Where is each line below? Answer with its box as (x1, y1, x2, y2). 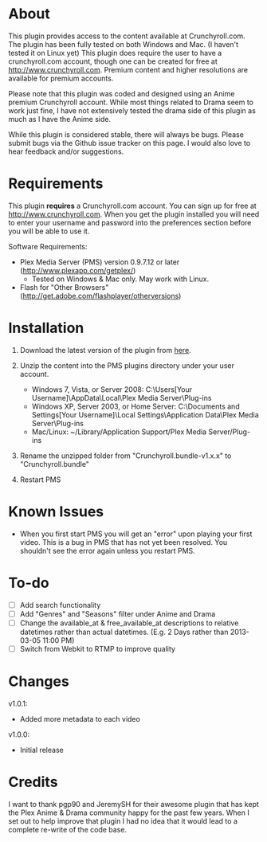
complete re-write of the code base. (8, 824, 128, 834)
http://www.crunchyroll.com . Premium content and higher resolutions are (8, 65, 249, 74)
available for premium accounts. (8, 73, 114, 83)
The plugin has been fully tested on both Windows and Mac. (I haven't (8, 39, 239, 49)
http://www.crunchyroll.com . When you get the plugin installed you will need (8, 209, 260, 219)
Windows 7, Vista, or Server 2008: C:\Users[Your (31, 384, 193, 394)
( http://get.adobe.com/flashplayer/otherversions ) (19, 291, 182, 300)
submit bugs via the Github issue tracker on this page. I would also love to (8, 138, 251, 147)
